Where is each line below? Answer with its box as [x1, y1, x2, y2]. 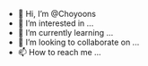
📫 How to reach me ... [17, 47, 101, 57]
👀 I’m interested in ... [17, 18, 94, 29]
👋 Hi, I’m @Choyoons [17, 9, 97, 19]
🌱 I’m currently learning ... [17, 28, 114, 37]
